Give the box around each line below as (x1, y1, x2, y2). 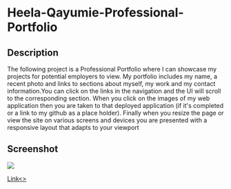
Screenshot (7, 143, 59, 155)
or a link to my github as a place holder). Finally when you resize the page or (7, 109, 224, 117)
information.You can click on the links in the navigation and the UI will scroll (7, 87, 221, 95)
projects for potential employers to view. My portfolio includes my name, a (7, 72, 218, 80)
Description (7, 47, 59, 58)
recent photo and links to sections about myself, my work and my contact (7, 80, 216, 87)
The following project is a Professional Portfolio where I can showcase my (7, 65, 217, 73)
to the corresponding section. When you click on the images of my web (7, 94, 210, 102)
